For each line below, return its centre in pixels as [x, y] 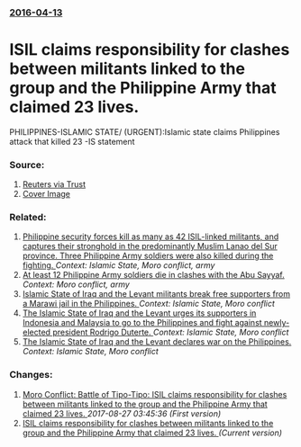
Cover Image [46, 194]
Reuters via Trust [54, 184]
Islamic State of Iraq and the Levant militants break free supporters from [156, 294]
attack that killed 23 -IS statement [72, 141]
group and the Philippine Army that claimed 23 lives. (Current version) [152, 433]
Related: [28, 218]
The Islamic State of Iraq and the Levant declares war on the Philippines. [157, 342]
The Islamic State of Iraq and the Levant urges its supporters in [139, 313]
